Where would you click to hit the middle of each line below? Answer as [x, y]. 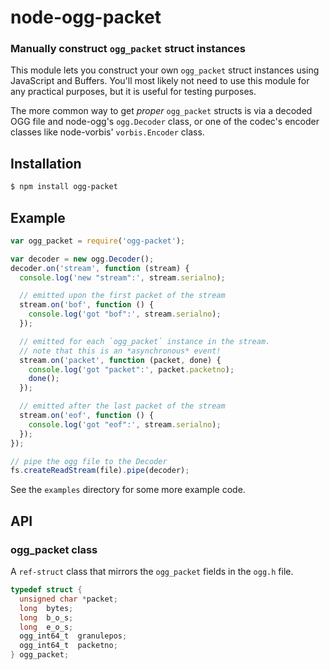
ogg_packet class [54, 549]
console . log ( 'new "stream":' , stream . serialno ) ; [122, 277]
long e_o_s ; [46, 627]
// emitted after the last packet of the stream [122, 406]
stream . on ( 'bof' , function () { [87, 305]
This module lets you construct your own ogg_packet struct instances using [165, 70]
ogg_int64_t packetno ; [68, 646]
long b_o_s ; [46, 617]
